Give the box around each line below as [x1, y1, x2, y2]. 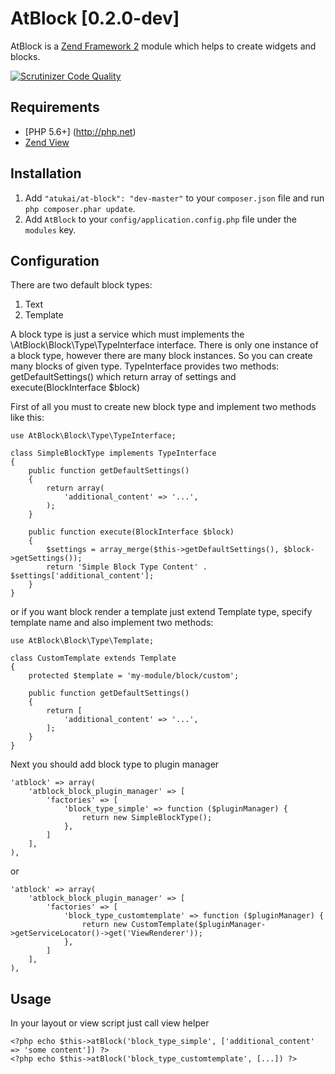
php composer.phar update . [24, 202, 136, 214]
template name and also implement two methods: [10, 617, 214, 629]
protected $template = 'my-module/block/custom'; [28, 671, 240, 681]
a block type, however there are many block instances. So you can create [10, 350, 313, 362]
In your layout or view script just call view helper [10, 1017, 210, 1029]
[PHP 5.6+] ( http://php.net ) [24, 125, 137, 137]
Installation [10, 165, 82, 182]
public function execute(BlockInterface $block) [28, 527, 235, 537]
